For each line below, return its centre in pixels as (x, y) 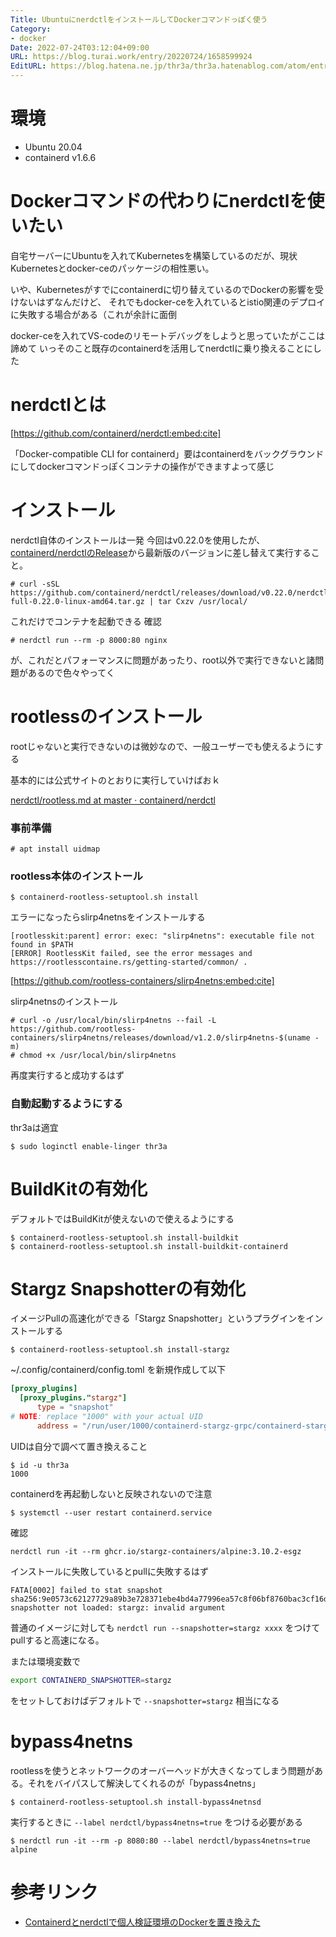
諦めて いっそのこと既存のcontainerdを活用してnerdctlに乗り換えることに (161, 348)
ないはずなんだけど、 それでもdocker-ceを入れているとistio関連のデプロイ (172, 302)
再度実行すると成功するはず (67, 1075)
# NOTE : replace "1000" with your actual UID (106, 1417)
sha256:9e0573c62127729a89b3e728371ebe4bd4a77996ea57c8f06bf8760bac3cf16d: (171, 1599)
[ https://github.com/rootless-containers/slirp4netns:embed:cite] (142, 981)
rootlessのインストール (106, 716)
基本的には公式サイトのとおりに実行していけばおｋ (115, 780)
